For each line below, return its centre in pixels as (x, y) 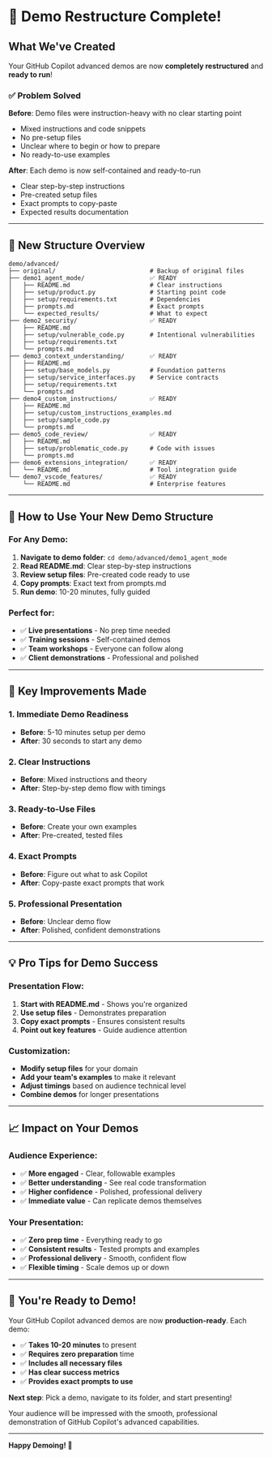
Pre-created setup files (59, 195)
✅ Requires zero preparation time (77, 1353)
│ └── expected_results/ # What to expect (108, 314)
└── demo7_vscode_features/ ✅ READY (93, 477)
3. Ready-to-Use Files (52, 809)
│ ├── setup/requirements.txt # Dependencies (104, 299)
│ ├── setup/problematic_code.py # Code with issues (112, 449)
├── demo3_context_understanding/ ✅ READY (93, 356)
